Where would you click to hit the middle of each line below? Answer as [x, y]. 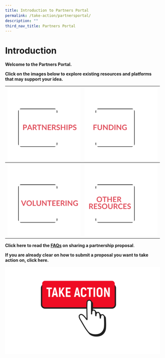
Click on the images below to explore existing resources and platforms [78, 74]
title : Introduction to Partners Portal [47, 10]
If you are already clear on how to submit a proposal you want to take [77, 255]
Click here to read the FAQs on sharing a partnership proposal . [70, 246]
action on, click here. [27, 260]
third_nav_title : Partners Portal [41, 26]
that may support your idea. [34, 79]
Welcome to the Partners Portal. [39, 64]
